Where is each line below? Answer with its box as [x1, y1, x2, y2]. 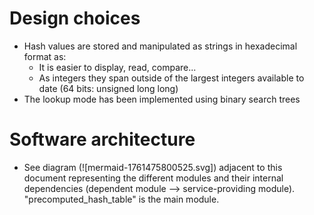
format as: [23, 50, 67, 62]
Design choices [9, 7, 141, 30]
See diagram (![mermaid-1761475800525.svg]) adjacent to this [23, 161, 283, 173]
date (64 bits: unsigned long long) [38, 82, 179, 94]
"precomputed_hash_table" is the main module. [23, 193, 220, 205]
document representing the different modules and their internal [23, 172, 284, 184]
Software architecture [9, 128, 196, 151]
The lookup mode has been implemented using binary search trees [23, 93, 301, 105]
